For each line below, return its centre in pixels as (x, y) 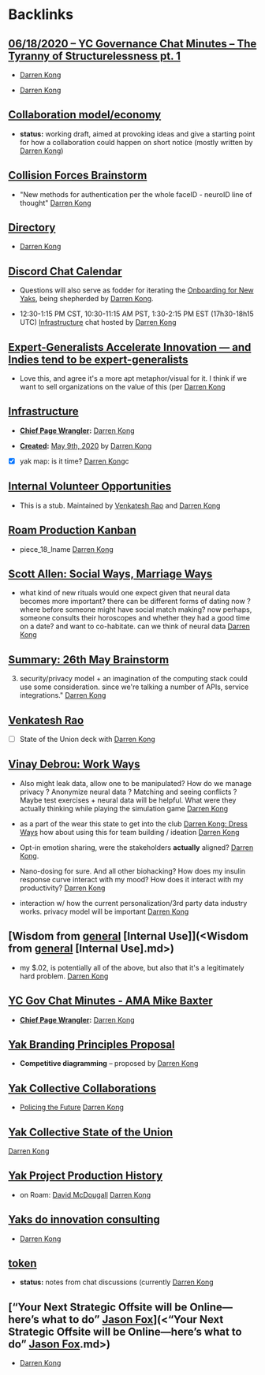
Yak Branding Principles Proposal (91, 1044)
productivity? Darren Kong (62, 888)
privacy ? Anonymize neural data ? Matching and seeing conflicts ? (128, 792)
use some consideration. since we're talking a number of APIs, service (134, 687)
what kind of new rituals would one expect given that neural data (125, 593)
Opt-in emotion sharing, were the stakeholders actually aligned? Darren (136, 847)
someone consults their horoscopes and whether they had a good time (135, 618)
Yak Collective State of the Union (91, 1132)
